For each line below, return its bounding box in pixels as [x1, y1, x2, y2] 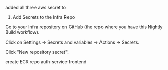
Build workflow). [5, 29, 40, 35]
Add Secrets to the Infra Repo [12, 14, 75, 20]
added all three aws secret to [5, 5, 66, 10]
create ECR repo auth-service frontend [5, 59, 87, 65]
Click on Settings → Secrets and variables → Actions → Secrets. [5, 39, 140, 45]
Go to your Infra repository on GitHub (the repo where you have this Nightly [5, 24, 163, 30]
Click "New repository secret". [5, 49, 69, 55]
